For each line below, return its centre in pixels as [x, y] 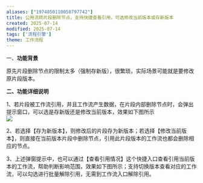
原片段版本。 [22, 78]
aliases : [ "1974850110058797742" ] [50, 12]
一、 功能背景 [22, 58]
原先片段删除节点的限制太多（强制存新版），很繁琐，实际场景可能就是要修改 [100, 71]
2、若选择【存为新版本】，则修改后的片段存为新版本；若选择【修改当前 [94, 131]
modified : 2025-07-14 [34, 29]
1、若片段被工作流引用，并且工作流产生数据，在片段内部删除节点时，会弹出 [100, 104]
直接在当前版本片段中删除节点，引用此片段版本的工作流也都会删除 [107, 138]
